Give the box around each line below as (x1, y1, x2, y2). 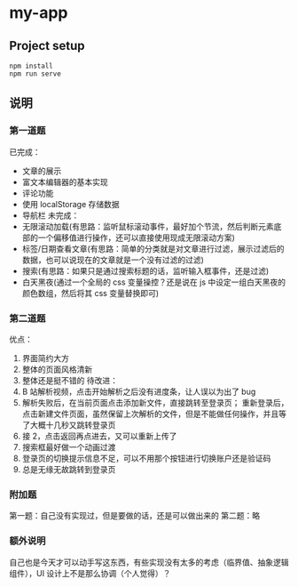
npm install (9, 61, 53, 70)
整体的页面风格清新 (21, 364, 93, 374)
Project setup (9, 38, 86, 53)
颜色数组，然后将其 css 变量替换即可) (21, 287, 160, 298)
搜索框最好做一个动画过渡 (21, 441, 116, 452)
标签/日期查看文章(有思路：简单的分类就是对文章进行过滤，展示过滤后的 (21, 243, 285, 253)
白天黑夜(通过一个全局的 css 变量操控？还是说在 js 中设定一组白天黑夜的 (21, 277, 286, 287)
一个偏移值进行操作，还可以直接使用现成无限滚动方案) (37, 232, 235, 243)
